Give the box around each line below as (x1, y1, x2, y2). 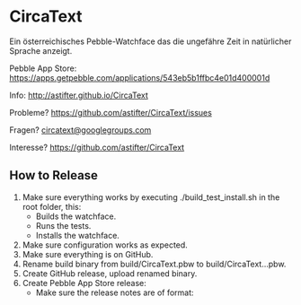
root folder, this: (22, 201, 82, 212)
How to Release (9, 168, 99, 183)
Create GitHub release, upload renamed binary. (22, 267, 198, 279)
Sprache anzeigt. (9, 45, 73, 56)
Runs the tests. (35, 220, 92, 231)
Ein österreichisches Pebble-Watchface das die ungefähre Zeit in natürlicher (9, 36, 292, 47)
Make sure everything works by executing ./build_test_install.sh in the (22, 191, 280, 203)
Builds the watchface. (35, 211, 117, 222)
